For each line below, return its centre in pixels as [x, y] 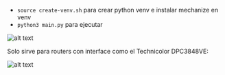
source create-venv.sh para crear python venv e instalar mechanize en [117, 10]
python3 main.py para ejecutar [60, 24]
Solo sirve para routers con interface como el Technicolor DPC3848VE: [108, 51]
